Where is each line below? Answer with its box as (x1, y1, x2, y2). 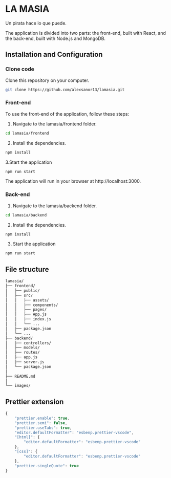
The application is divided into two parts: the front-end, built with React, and (5, 30, 166, 36)
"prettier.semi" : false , (14, 420, 68, 425)
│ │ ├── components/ (5, 302, 58, 308)
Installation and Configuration (5, 50, 103, 59)
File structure (5, 265, 49, 274)
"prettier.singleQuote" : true (14, 463, 79, 468)
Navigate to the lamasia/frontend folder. (12, 121, 97, 127)
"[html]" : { (14, 434, 40, 440)
